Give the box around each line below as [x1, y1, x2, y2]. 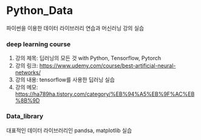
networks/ [15, 69, 41, 76]
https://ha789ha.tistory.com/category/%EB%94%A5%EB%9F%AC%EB [15, 90, 195, 98]
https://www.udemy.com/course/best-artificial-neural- [39, 62, 176, 70]
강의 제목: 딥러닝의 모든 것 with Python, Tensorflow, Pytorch [15, 55, 162, 62]
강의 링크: [15, 62, 38, 70]
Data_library [6, 112, 44, 121]
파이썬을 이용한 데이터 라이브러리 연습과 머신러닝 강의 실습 [6, 24, 145, 32]
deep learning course [6, 40, 71, 48]
